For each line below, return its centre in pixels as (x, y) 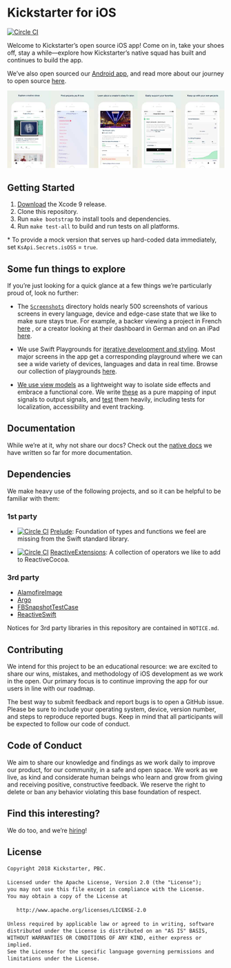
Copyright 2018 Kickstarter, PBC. (57, 869)
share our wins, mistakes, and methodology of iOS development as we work (115, 674)
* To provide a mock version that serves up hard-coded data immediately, (112, 240)
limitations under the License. (53, 959)
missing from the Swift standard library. (73, 539)
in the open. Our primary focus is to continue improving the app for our (108, 681)
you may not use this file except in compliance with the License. (106, 890)
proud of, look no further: (43, 293)
